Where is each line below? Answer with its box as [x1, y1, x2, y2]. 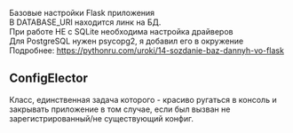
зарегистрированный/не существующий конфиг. [9, 113, 194, 123]
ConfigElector [9, 71, 89, 86]
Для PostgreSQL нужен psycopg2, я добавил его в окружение [9, 35, 244, 46]
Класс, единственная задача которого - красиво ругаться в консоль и [9, 94, 277, 105]
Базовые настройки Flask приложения [9, 8, 155, 18]
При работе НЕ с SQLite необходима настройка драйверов [9, 27, 234, 36]
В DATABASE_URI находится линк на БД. [9, 17, 162, 27]
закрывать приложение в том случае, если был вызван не [9, 104, 231, 114]
